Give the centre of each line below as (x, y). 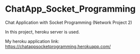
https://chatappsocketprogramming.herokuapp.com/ (58, 46)
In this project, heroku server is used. (42, 32)
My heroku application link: (32, 41)
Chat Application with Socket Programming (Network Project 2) (69, 22)
